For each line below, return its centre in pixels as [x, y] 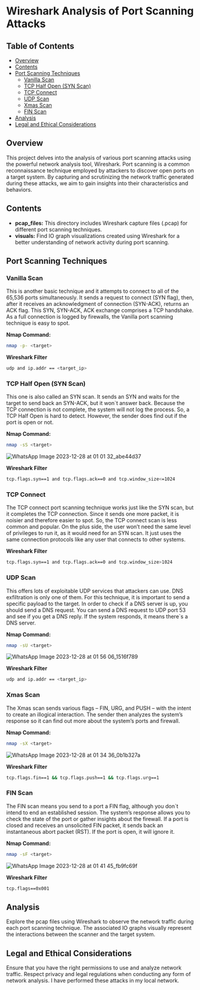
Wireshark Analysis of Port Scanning [100, 11]
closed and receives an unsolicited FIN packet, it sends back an [85, 825]
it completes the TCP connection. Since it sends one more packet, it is [93, 514]
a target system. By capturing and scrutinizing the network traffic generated [100, 177]
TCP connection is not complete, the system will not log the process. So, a [98, 409]
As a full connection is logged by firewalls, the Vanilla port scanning [90, 317]
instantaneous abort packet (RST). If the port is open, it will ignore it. [90, 831]
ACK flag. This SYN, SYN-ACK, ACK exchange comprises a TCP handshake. [100, 310]
